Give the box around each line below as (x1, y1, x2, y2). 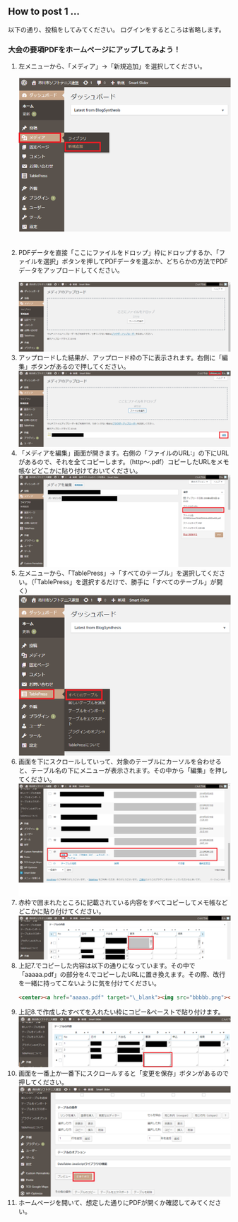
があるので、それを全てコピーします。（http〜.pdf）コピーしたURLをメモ (18, 457, 230, 465)
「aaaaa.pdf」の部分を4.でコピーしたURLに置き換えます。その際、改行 (18, 971, 226, 979)
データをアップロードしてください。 (18, 266, 124, 275)
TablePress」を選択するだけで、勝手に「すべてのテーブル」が (37, 578, 217, 586)
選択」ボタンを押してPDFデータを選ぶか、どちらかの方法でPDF (42, 257, 228, 266)
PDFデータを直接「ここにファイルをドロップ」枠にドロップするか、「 (18, 249, 220, 257)
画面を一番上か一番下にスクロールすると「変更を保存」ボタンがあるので (18, 1069, 229, 1077)
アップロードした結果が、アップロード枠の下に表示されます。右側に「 (18, 353, 222, 362)
